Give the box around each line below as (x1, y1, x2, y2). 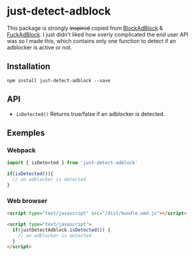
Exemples (7, 128, 45, 138)
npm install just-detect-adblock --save (7, 77, 111, 83)
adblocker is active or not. (7, 44, 72, 51)
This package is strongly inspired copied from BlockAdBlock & (7, 24, 164, 32)
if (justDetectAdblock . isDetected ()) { (12, 227, 111, 233)
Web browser (7, 196, 47, 205)
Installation (7, 61, 50, 72)
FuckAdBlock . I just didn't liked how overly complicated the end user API (7, 30, 189, 38)
